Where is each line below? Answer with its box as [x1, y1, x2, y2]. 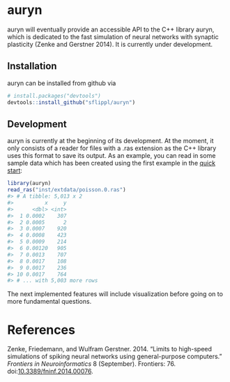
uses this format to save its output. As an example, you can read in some [7, 152, 216, 160]
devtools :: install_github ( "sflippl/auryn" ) [7, 98, 136, 106]
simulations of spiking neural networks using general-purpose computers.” [7, 352, 222, 361]
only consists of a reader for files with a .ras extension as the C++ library [7, 144, 217, 152]
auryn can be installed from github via [7, 79, 116, 87]
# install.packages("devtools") [7, 92, 101, 99]
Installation [7, 60, 57, 72]
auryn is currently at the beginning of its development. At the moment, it [7, 137, 214, 145]
